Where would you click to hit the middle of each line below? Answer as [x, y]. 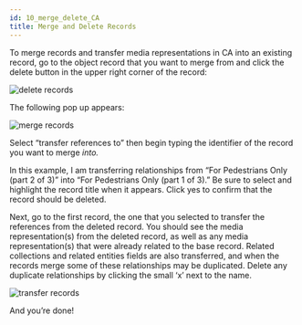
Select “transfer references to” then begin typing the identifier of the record [151, 142]
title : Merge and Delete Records [73, 26]
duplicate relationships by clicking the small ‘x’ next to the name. [131, 275]
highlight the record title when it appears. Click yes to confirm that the [141, 189]
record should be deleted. [58, 199]
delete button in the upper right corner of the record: [109, 72]
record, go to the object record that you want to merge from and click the [147, 62]
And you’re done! [42, 310]
